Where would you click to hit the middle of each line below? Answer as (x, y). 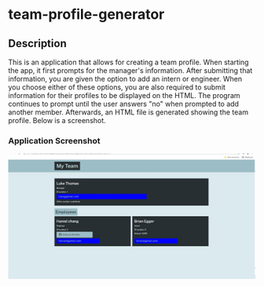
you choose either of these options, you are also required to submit (117, 87)
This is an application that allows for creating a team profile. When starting (128, 62)
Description (37, 44)
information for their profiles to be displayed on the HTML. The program (125, 95)
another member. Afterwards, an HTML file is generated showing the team (128, 112)
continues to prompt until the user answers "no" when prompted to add (124, 104)
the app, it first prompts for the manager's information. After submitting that (130, 71)
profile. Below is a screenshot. (57, 120)
